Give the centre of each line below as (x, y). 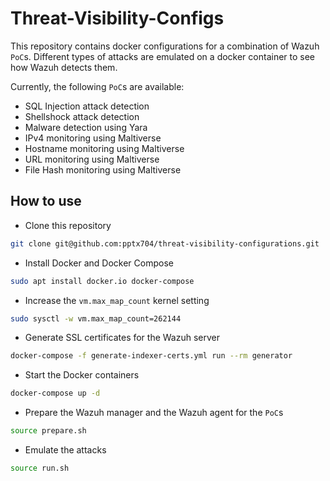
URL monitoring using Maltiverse (92, 159)
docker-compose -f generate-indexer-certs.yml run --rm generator (151, 356)
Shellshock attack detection (82, 116)
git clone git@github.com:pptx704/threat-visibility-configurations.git (165, 243)
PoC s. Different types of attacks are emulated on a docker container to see (163, 56)
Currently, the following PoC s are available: (97, 86)
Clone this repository (68, 225)
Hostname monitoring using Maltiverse (104, 148)
